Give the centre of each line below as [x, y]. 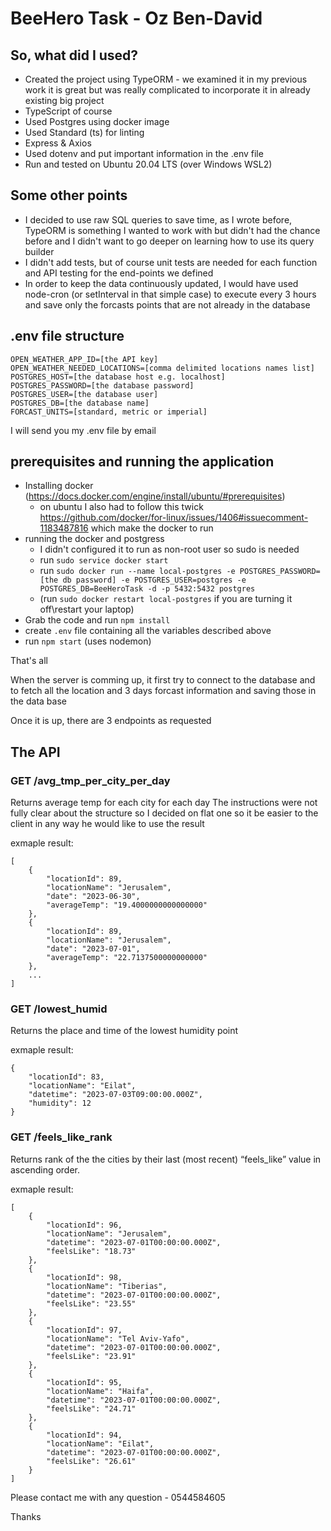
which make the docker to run [152, 528]
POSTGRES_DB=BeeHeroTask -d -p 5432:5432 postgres [147, 589]
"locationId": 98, [84, 1277]
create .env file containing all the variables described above [148, 631]
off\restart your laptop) [87, 609]
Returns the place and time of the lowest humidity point [124, 1031]
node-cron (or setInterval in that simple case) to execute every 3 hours [170, 294]
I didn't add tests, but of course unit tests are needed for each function [171, 262]
